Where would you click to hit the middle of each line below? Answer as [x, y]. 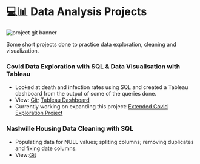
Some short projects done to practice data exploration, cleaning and [92, 44]
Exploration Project [39, 113]
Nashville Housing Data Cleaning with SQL [70, 129]
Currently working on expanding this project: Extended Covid [92, 107]
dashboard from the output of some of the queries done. [85, 94]
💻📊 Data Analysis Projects [77, 12]
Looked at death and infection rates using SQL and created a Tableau [102, 87]
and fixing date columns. [46, 148]
